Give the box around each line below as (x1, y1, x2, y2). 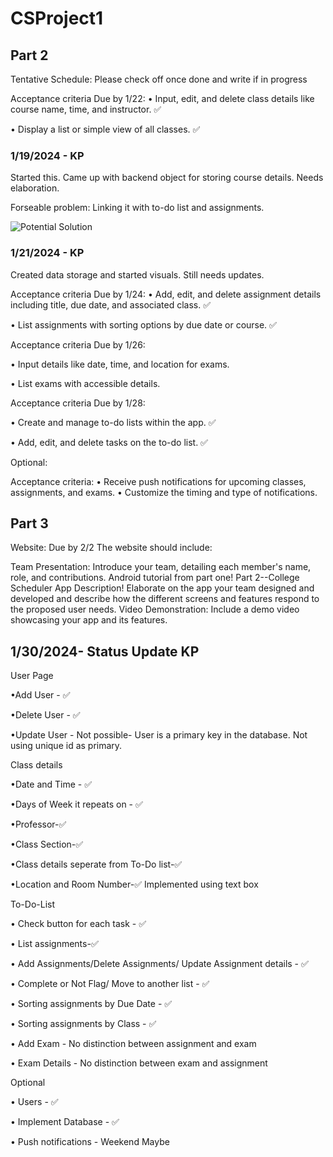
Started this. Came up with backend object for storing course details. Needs (10, 172, 324, 184)
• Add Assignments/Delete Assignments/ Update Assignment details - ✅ (10, 958, 309, 970)
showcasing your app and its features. (10, 614, 168, 626)
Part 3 (10, 515, 49, 532)
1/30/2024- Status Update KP (10, 643, 200, 660)
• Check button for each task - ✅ (10, 918, 147, 930)
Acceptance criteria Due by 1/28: (10, 397, 146, 409)
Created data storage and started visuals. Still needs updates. (10, 268, 265, 281)
